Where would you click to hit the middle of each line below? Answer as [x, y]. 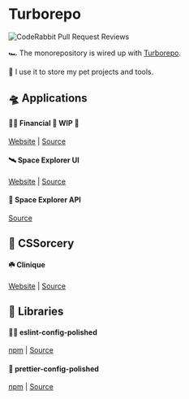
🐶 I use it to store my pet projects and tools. [81, 72]
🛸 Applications [48, 98]
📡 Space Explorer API [45, 200]
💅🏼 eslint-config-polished [53, 332]
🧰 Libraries [36, 311]
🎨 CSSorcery [41, 243]
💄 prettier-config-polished [54, 369]
